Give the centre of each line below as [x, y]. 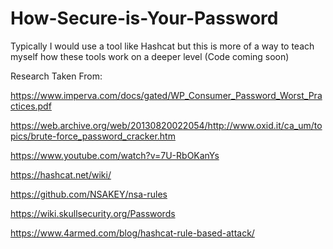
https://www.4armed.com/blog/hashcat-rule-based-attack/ [132, 233]
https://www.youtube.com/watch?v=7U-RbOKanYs [115, 155]
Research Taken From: [56, 76]
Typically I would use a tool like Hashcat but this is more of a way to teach [162, 46]
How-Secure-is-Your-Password [144, 18]
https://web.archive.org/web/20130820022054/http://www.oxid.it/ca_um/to [166, 125]
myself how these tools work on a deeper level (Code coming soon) [150, 56]
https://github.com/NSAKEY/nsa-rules [89, 194]
